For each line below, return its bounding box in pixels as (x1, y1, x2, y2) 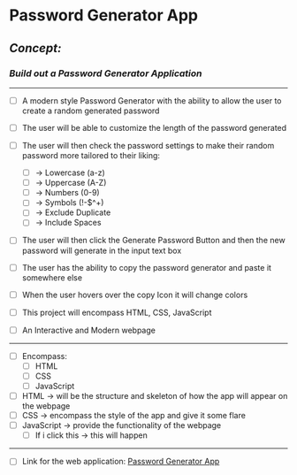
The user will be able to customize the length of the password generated (21, 122, 287, 133)
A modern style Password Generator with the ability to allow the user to (21, 95, 282, 106)
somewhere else (21, 272, 82, 283)
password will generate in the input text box (21, 245, 182, 256)
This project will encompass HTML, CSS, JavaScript (21, 307, 212, 318)
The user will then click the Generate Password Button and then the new (21, 235, 286, 246)
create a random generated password (21, 105, 160, 116)
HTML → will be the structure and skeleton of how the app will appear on (21, 391, 288, 401)
